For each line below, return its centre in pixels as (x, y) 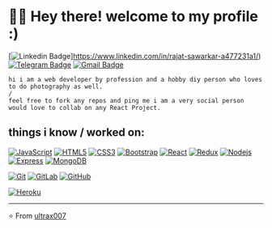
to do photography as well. (56, 87)
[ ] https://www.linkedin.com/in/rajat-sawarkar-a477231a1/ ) (135, 56)
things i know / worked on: (76, 133)
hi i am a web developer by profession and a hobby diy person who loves (136, 79)
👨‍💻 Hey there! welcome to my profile (134, 17)
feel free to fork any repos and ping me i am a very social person (126, 100)
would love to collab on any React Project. (85, 108)
